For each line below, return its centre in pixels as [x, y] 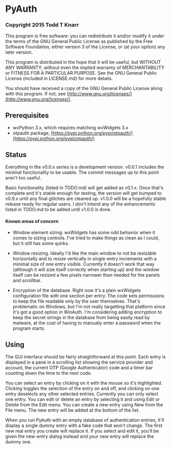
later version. [19, 52]
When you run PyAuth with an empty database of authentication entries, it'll [85, 420]
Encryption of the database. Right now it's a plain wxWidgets [77, 290]
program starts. [29, 328]
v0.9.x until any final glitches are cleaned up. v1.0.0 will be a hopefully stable [86, 199]
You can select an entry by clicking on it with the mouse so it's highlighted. [84, 383]
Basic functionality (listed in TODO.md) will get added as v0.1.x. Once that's [84, 188]
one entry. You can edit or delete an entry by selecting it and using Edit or [83, 399]
